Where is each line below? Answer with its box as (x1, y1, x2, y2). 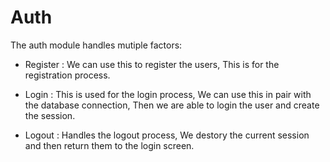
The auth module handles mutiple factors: (10, 39, 183, 51)
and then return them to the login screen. (24, 139, 195, 151)
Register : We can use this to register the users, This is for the (24, 58, 280, 70)
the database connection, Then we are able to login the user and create (24, 99, 320, 111)
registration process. (24, 69, 111, 81)
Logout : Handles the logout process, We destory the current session (24, 129, 310, 141)
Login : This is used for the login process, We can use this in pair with (24, 88, 312, 100)
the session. (24, 109, 76, 121)
